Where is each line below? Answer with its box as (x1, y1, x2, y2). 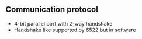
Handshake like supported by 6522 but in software (13, 26, 136, 33)
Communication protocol (5, 5, 99, 15)
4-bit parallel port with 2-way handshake (13, 20, 113, 27)
